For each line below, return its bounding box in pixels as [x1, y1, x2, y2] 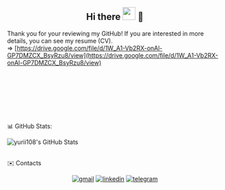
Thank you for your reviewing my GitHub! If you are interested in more [7, 29, 204, 38]
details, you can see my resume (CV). [7, 36, 113, 45]
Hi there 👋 [86, 11, 144, 23]
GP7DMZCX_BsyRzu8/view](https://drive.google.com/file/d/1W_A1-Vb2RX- [7, 51, 219, 59]
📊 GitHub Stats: [7, 121, 53, 130]
